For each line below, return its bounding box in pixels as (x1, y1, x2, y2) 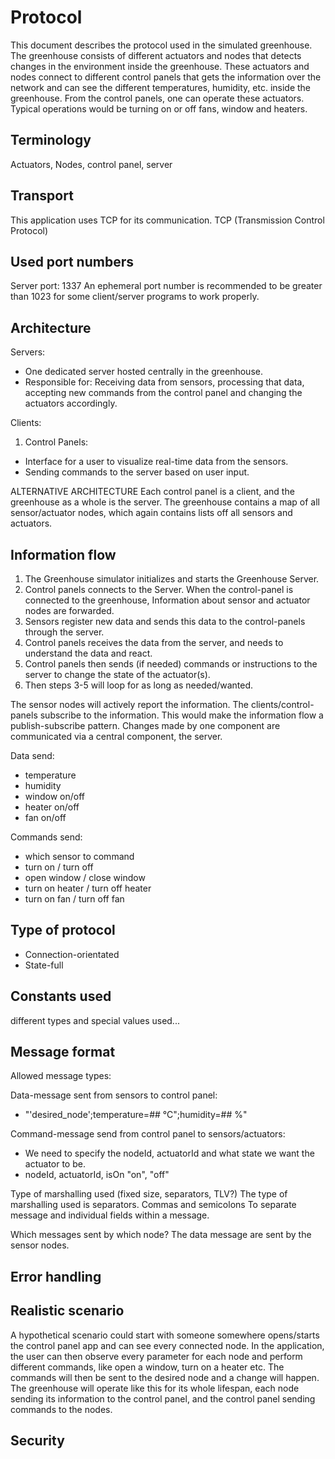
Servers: (10, 346, 46, 358)
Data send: (10, 750, 55, 761)
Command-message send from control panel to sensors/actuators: (10, 1128, 286, 1140)
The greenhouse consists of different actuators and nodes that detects (10, 49, 302, 61)
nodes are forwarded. (24, 605, 115, 616)
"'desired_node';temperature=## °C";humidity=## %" (24, 1109, 248, 1121)
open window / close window (24, 872, 146, 883)
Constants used (10, 988, 112, 1005)
